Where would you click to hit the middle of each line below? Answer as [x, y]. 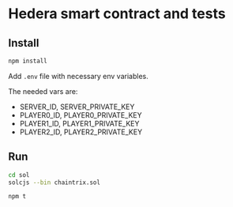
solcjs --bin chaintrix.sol [54, 183]
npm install [28, 61]
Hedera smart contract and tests [117, 14]
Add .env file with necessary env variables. [78, 76]
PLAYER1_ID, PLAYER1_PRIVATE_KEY [79, 123]
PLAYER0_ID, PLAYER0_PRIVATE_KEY [81, 115]
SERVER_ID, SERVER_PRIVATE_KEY [77, 107]
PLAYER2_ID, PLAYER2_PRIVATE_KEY [81, 132]
